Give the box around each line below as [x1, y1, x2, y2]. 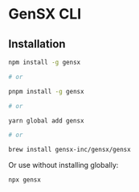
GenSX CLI [8, 5, 82, 23]
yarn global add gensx [8, 116, 84, 125]
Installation [8, 37, 66, 51]
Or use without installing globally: [8, 161, 119, 170]
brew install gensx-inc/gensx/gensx [8, 146, 131, 154]
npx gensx [8, 176, 42, 184]
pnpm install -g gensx [8, 87, 84, 95]
